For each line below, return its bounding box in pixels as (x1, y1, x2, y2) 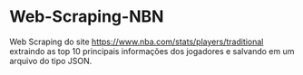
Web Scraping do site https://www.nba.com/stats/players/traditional (9, 36, 264, 47)
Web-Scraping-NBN (9, 6, 164, 27)
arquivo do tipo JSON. (9, 55, 93, 66)
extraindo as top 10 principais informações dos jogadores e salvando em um (9, 45, 295, 56)
